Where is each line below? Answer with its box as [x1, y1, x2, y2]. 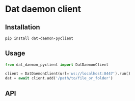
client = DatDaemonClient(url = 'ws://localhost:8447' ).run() [5, 71, 131, 76]
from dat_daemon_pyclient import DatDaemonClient [5, 62, 109, 67]
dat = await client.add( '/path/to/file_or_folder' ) [5, 76, 113, 80]
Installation [5, 23, 40, 31]
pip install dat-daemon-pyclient [5, 36, 74, 41]
